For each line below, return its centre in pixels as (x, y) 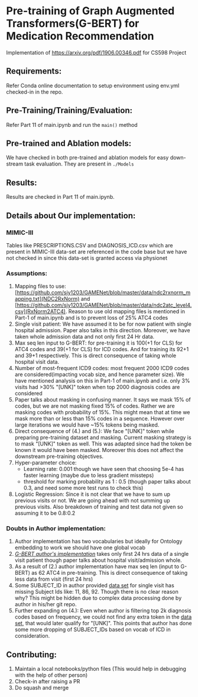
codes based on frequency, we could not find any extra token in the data (103, 617)
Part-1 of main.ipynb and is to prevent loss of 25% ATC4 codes (91, 318)
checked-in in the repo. (35, 92)
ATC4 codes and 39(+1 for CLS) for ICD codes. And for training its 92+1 (102, 349)
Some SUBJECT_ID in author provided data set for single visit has (94, 585)
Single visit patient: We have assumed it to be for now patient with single (103, 324)
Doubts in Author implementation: (56, 529)
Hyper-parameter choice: (46, 463)
